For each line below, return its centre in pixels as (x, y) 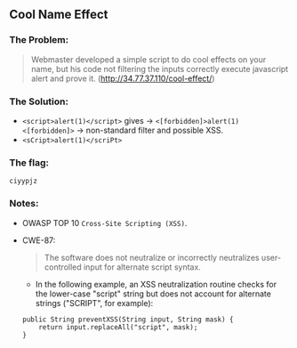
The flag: (29, 162)
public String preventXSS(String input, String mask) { (128, 320)
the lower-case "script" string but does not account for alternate (153, 294)
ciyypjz (24, 182)
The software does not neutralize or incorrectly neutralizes (152, 257)
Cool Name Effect (59, 15)
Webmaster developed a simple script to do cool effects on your (148, 59)
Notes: (24, 204)
